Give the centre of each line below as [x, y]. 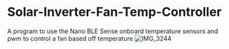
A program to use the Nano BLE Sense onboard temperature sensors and [113, 31]
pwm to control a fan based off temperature [70, 38]
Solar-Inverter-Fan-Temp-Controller [114, 12]
